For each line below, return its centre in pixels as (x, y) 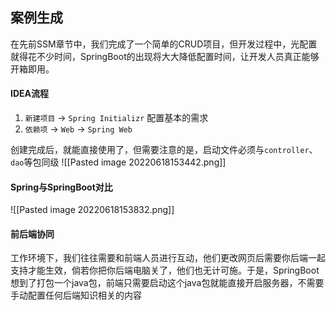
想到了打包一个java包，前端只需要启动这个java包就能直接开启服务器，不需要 (167, 283)
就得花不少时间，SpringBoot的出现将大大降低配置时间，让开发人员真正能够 (165, 56)
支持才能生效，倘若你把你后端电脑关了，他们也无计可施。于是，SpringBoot (165, 270)
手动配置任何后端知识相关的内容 (76, 295)
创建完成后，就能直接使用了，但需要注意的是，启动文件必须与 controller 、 (164, 150)
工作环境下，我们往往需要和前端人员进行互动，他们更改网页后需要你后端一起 (168, 258)
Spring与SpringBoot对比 (61, 187)
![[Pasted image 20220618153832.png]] (92, 210)
